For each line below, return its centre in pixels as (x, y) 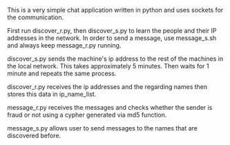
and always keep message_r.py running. (64, 45)
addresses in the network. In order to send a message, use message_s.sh (112, 38)
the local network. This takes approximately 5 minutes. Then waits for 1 (108, 66)
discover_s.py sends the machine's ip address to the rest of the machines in (115, 59)
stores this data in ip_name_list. (52, 94)
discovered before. (34, 135)
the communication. (36, 17)
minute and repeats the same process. (62, 73)
